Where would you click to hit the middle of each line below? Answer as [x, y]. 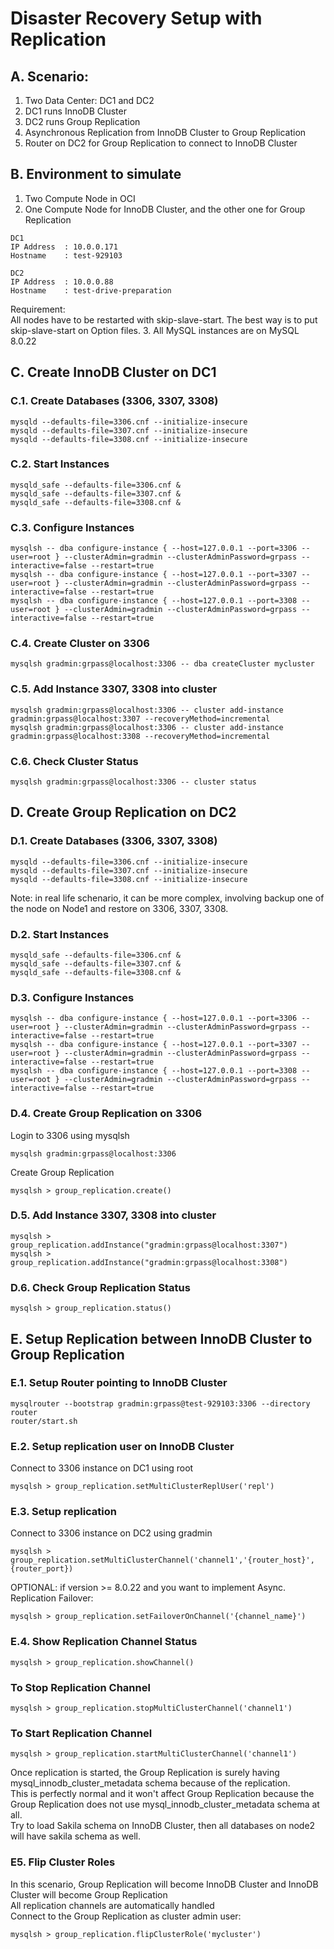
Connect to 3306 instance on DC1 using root [102, 1468]
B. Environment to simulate [96, 174]
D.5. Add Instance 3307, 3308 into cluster [113, 1215]
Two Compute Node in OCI [80, 198]
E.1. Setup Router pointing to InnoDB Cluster [119, 1383]
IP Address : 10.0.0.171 [64, 247]
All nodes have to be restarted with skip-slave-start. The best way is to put [164, 319]
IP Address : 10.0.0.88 [62, 282]
